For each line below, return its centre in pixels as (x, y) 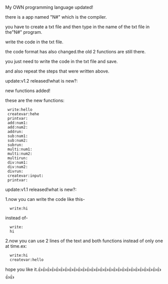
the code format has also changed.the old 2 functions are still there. (75, 52)
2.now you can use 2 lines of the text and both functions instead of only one (84, 241)
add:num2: (18, 127)
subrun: (15, 145)
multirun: (18, 158)
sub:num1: (18, 136)
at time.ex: (16, 246)
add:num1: (18, 123)
